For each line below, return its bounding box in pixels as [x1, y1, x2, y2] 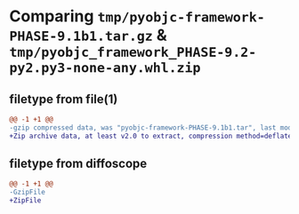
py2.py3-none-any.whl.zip [9, 59, 201, 76]
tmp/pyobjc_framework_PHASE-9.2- [9, 44, 257, 61]
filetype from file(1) [9, 91, 118, 107]
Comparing [9, 6, 94, 27]
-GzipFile [9, 188, 46, 197]
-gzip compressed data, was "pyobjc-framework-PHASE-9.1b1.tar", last [9, 123, 277, 132]
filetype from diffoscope [9, 156, 148, 171]
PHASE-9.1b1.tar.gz [9, 28, 153, 45]
